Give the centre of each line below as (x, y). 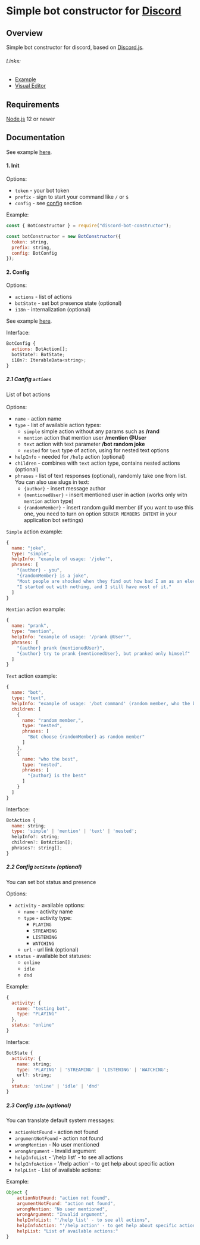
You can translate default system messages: (60, 1120)
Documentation (36, 138)
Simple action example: (35, 532)
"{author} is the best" (57, 776)
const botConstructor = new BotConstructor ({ (63, 236)
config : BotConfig (35, 253)
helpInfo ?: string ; (36, 837)
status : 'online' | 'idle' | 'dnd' (56, 1086)
